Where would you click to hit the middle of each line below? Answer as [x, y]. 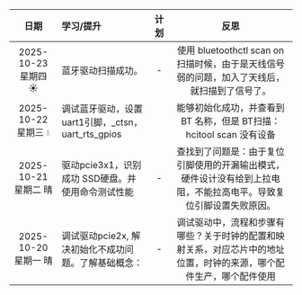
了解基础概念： [111, 263]
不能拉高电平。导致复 [240, 192]
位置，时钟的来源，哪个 [226, 263]
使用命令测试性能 [98, 192]
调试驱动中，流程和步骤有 [231, 222]
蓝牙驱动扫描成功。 [102, 71]
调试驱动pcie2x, [95, 236]
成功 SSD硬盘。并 [99, 179]
